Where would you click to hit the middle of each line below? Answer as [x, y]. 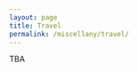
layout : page [33, 17]
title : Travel [36, 26]
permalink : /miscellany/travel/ [69, 34]
